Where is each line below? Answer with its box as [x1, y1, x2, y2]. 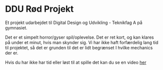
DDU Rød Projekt [5, 3, 74, 15]
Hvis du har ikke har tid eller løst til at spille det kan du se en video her [5, 59, 147, 65]
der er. [5, 50, 19, 56]
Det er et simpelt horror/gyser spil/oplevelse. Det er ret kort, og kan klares [5, 34, 154, 40]
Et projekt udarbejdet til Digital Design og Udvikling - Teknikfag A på [5, 20, 143, 25]
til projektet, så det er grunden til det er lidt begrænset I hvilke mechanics [5, 45, 153, 50]
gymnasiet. [5, 24, 28, 30]
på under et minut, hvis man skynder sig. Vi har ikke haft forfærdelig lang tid [5, 39, 159, 45]
